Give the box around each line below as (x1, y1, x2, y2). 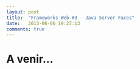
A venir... (6, 53, 54, 66)
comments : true (6, 26, 45, 32)
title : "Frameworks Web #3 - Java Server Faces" (6, 15, 135, 21)
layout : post (6, 9, 40, 15)
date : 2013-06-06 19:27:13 (6, 20, 80, 26)
